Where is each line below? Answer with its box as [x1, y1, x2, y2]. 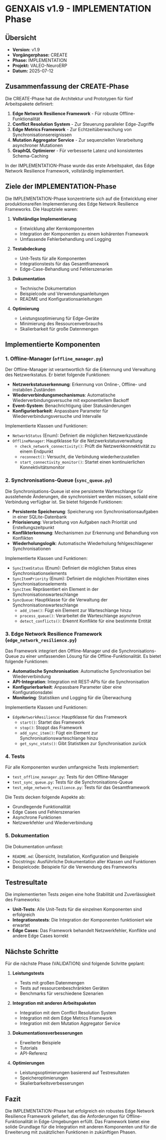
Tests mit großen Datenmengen [19, 980, 84, 986]
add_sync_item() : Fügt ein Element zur [19, 730, 98, 736]
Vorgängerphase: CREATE [12, 52, 68, 58]
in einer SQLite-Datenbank [12, 514, 67, 520]
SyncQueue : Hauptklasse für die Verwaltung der [12, 596, 108, 602]
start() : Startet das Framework [19, 719, 85, 725]
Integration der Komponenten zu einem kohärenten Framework [19, 230, 149, 237]
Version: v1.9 [12, 47, 40, 52]
